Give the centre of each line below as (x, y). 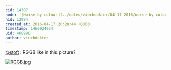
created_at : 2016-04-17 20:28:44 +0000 (48, 24)
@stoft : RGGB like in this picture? (40, 52)
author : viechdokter (27, 38)
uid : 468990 (18, 33)
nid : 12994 (17, 19)
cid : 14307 (17, 10)
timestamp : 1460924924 (29, 29)
